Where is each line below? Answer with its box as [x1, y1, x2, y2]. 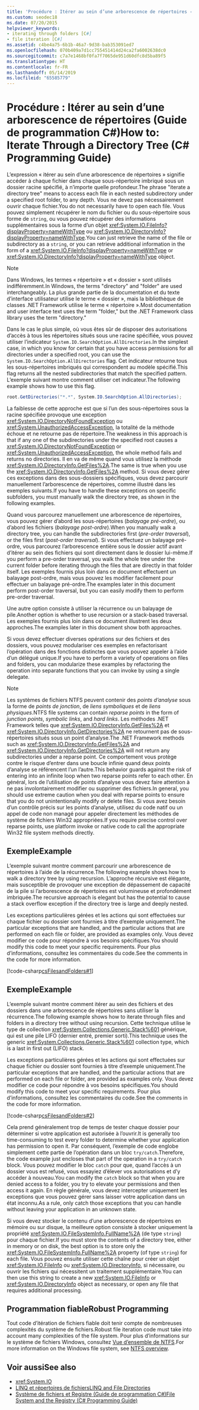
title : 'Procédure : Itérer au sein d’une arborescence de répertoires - [7, 8, 193, 15]
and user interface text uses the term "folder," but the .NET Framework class [7, 308, 194, 315]
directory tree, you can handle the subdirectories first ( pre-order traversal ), [7, 530, 191, 537]
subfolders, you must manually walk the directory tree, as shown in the [7, 493, 179, 500]
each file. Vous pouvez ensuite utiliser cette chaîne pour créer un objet [7, 1255, 179, 1262]
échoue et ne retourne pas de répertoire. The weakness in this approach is [7, 430, 188, 437]
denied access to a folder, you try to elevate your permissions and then [7, 1180, 180, 1187]
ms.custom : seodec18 [7, 14, 58, 20]
